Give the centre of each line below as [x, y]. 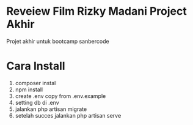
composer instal [35, 83]
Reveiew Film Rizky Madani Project [97, 11]
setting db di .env [37, 102]
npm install [29, 89]
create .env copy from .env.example [60, 96]
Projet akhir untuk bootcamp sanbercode [58, 41]
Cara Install [36, 66]
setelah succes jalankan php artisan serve [68, 115]
